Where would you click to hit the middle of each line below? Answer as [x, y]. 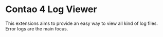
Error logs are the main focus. [37, 28]
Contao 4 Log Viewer [51, 9]
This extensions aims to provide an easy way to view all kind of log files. [82, 23]
